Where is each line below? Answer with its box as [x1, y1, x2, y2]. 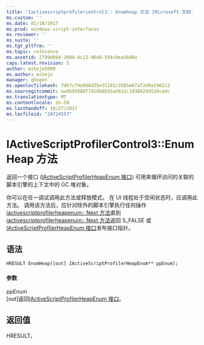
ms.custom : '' [6, 15, 43, 21]
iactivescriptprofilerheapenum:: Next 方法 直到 [6, 209, 121, 216]
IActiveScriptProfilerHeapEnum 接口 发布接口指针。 [6, 224, 134, 232]
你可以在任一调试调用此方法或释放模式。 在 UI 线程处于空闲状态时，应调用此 [6, 194, 198, 201]
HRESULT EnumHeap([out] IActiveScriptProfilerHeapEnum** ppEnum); [6, 260, 178, 267]
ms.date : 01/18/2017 [6, 20, 59, 26]
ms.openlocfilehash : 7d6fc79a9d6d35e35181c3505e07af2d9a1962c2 [6, 83, 171, 89]
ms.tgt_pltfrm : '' [6, 43, 53, 49]
